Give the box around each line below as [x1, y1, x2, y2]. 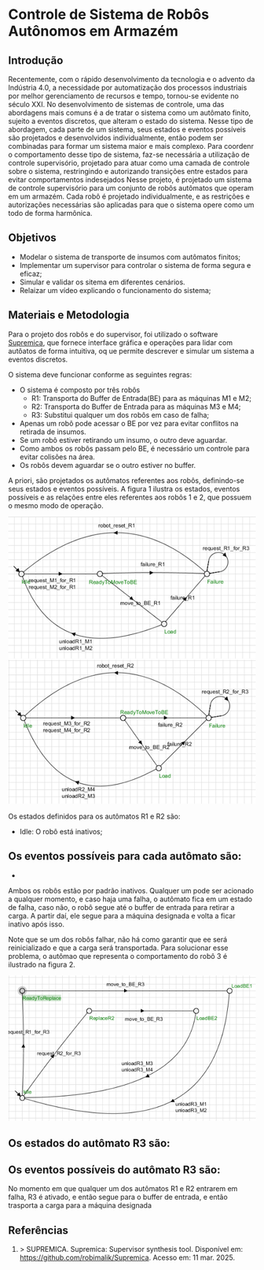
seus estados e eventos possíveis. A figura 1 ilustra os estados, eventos [8, 484, 240, 493]
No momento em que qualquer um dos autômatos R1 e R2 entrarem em [8, 1184, 238, 1194]
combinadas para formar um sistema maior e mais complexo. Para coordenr [8, 142, 254, 150]
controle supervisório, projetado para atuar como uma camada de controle [8, 158, 250, 167]
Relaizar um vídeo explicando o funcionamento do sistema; [19, 285, 211, 295]
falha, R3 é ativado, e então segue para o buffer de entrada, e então [8, 1192, 228, 1202]
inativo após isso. [8, 919, 65, 929]
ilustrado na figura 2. [8, 960, 76, 969]
